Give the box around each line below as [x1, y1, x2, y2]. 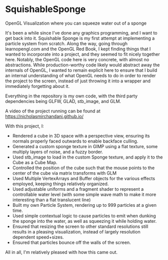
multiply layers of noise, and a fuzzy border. [12, 149, 103, 155]
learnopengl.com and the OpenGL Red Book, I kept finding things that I [5, 46, 151, 52]
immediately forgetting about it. [5, 83, 70, 89]
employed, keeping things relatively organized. [12, 181, 109, 187]
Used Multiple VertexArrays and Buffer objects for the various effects [12, 175, 155, 181]
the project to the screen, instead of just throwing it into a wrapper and [5, 78, 151, 84]
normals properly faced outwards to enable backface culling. [12, 138, 138, 144]
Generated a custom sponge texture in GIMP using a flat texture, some [12, 143, 158, 149]
